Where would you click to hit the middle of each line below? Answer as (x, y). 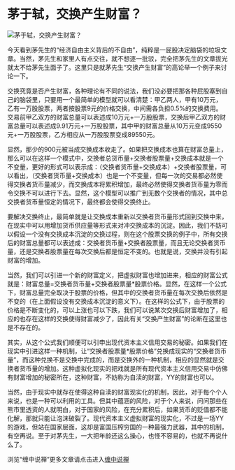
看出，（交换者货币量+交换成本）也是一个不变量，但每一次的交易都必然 (115, 175)
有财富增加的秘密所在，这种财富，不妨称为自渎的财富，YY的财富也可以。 (113, 377)
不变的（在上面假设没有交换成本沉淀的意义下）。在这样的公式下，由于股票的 (116, 301)
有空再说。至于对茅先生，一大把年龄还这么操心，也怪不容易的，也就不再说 (114, 435)
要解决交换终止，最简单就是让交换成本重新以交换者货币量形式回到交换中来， (117, 216)
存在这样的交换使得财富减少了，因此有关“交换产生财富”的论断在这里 (123, 318)
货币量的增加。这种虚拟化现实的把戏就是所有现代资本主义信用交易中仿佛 (123, 368)
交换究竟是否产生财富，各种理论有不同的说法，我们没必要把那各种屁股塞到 (114, 91)
